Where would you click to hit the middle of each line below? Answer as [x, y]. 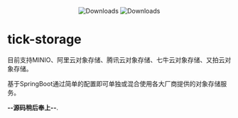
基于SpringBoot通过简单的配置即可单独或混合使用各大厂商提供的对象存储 [114, 83]
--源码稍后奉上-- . [33, 107]
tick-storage [44, 40]
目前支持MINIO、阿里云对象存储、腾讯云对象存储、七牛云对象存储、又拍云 [116, 59]
